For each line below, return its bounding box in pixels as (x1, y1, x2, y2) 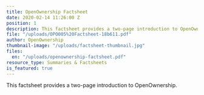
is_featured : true (6, 65, 53, 71)
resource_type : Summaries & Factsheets (6, 59, 107, 65)
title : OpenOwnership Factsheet (6, 8, 88, 15)
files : (6, 48, 23, 54)
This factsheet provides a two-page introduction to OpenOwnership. (6, 82, 177, 89)
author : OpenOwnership (6, 37, 64, 43)
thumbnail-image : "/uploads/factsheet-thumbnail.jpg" (6, 43, 146, 49)
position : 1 (6, 20, 36, 26)
